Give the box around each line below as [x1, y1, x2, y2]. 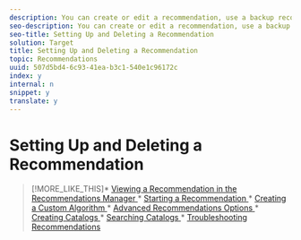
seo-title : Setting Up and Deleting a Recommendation [9, 30, 215, 39]
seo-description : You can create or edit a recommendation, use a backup [9, 21, 291, 30]
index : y [9, 72, 42, 81]
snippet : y [9, 88, 50, 97]
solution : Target [9, 38, 74, 47]
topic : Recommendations [9, 55, 99, 64]
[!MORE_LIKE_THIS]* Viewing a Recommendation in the [30, 184, 237, 194]
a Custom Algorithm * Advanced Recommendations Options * [30, 202, 260, 213]
